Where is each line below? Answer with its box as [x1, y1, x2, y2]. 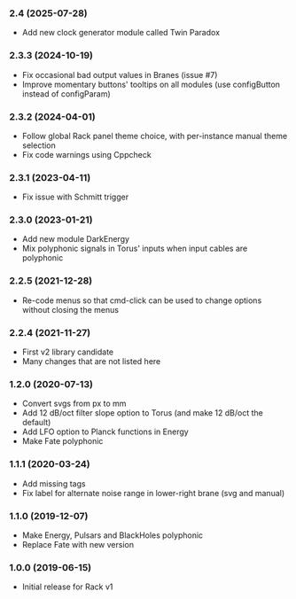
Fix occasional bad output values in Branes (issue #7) [21, 69, 218, 80]
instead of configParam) [21, 88, 111, 99]
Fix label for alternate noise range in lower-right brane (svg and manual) [21, 487, 285, 498]
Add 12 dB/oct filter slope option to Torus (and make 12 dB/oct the [21, 408, 263, 418]
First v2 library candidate [21, 346, 114, 357]
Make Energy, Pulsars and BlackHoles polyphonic [21, 530, 204, 541]
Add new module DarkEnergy [21, 234, 130, 245]
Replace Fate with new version [21, 539, 135, 549]
